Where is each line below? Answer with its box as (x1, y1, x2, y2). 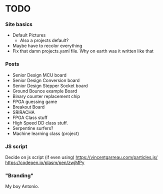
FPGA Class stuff (12, 114, 47, 120)
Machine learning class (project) (12, 130, 79, 136)
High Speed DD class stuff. (12, 119, 68, 125)
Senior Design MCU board (12, 72, 66, 78)
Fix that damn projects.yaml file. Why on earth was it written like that (12, 48, 154, 54)
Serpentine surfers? (12, 125, 53, 131)
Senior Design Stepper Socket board (12, 82, 88, 88)
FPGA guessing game (12, 98, 57, 104)
